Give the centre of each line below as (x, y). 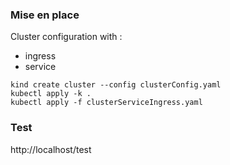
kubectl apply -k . (51, 94)
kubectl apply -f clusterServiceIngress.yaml (106, 103)
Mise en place (45, 15)
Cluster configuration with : (66, 37)
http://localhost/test (51, 149)
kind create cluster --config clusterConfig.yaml (116, 85)
